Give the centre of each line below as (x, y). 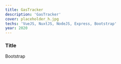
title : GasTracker (24, 10)
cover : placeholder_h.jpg (32, 19)
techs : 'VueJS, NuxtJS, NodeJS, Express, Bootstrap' (61, 24)
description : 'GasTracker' (33, 14)
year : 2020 (16, 28)
